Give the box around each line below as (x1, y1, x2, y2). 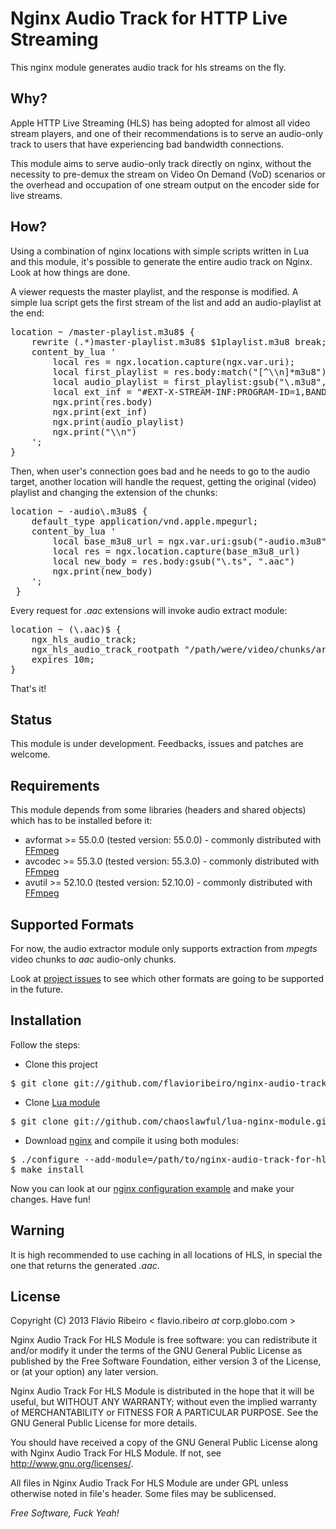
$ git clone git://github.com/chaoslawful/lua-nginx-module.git (10, 1115, 333, 1127)
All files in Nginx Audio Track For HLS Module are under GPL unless (10, 1477, 289, 1489)
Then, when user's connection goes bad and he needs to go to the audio (10, 465, 311, 477)
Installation (10, 1012, 82, 1029)
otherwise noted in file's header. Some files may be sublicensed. (10, 1488, 277, 1500)
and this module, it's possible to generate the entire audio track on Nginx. (10, 255, 313, 267)
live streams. (10, 189, 63, 201)
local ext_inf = (52, 386, 132, 397)
